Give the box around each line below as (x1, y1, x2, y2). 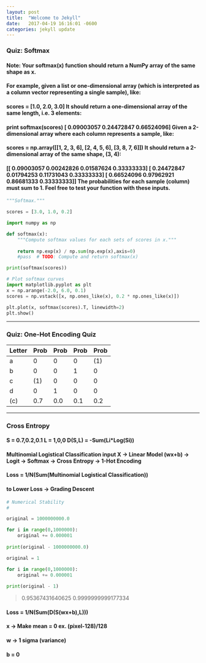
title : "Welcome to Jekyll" (6, 15, 81, 21)
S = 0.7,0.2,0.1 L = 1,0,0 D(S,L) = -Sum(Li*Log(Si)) (6, 437, 135, 444)
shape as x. (6, 68, 37, 76)
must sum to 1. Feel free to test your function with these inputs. (6, 184, 170, 191)
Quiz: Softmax (6, 47, 50, 55)
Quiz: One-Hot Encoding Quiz (6, 330, 96, 339)
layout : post (6, 9, 40, 15)
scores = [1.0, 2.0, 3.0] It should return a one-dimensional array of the (6, 103, 188, 110)
